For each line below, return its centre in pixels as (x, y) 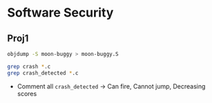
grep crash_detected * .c (43, 73)
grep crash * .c (29, 66)
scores (27, 93)
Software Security (60, 13)
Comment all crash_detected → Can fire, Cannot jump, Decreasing (111, 86)
